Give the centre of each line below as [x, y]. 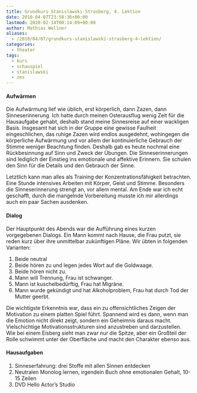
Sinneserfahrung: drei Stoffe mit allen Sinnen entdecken [82, 365]
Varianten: [19, 247]
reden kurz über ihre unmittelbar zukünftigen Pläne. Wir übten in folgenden [97, 241]
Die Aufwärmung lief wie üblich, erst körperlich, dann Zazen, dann [86, 109]
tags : [13, 55]
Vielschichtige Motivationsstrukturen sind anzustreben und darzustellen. [94, 326]
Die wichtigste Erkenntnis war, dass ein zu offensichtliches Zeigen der [91, 308]
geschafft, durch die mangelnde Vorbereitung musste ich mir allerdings [92, 196]
